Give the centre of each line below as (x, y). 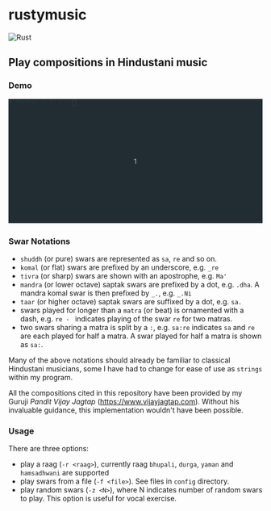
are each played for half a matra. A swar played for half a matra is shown (141, 336)
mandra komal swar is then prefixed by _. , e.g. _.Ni (106, 293)
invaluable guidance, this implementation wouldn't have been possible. (126, 410)
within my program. (41, 378)
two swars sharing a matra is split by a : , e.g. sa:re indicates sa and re (138, 328)
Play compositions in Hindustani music (108, 63)
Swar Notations (40, 241)
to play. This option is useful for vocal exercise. (98, 499)
